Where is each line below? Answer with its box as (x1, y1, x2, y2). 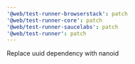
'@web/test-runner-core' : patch (6, 17, 102, 24)
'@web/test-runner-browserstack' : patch (6, 10, 129, 18)
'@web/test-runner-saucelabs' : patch (6, 23, 119, 30)
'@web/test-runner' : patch (6, 30, 87, 37)
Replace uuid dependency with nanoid (6, 49, 119, 58)
